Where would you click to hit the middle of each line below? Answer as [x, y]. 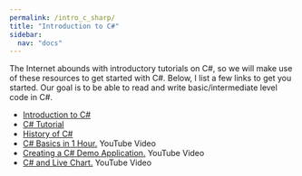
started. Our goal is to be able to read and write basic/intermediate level [144, 88]
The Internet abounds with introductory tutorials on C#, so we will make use [151, 69]
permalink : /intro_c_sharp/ [63, 18]
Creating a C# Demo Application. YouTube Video [113, 153]
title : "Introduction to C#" [64, 26]
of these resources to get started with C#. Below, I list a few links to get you [151, 79]
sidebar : [26, 34]
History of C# [48, 134]
